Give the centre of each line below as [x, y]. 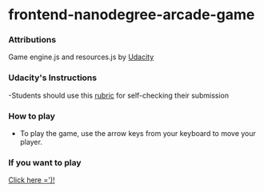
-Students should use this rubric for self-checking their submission [119, 95]
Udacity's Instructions [53, 78]
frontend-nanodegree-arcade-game [132, 15]
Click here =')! [32, 180]
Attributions [32, 40]
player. [31, 142]
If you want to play [45, 163]
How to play [32, 116]
